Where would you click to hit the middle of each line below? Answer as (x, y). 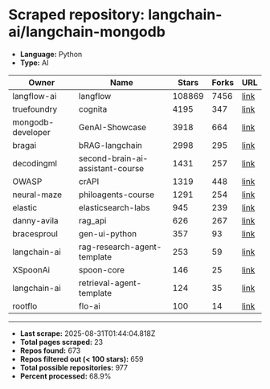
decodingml (35, 163)
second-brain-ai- (114, 158)
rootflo (25, 305)
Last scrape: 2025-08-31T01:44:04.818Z (88, 333)
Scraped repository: (77, 15)
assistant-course (112, 168)
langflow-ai (35, 96)
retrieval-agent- (110, 283)
